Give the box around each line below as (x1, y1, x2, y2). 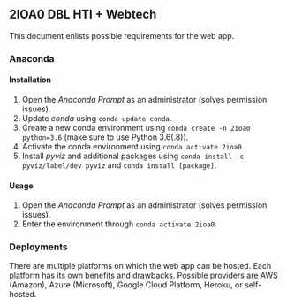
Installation (9, 74, 51, 85)
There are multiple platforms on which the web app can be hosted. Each (9, 261, 272, 272)
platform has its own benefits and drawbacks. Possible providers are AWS (9, 270, 278, 281)
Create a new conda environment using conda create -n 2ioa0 (21, 122, 251, 133)
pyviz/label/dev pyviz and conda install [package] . (21, 159, 217, 171)
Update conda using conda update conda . (21, 112, 172, 123)
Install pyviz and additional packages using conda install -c (21, 150, 245, 161)
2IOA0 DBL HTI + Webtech (9, 7, 157, 22)
